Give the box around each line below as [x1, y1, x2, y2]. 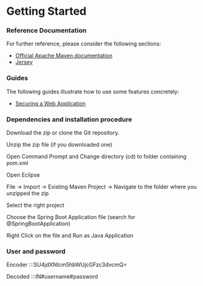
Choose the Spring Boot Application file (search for [6, 214, 136, 221]
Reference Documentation [6, 26, 87, 35]
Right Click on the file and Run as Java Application [6, 232, 134, 239]
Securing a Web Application [15, 99, 86, 107]
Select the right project [6, 201, 64, 209]
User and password [6, 247, 66, 255]
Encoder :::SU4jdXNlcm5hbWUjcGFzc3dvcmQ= [6, 261, 128, 268]
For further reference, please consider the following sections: [6, 40, 161, 47]
